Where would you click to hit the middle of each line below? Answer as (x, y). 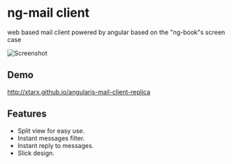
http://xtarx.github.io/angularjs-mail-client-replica (79, 91)
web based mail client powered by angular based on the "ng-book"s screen (116, 32)
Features (27, 114)
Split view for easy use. (51, 131)
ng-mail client (48, 13)
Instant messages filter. (51, 138)
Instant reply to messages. (56, 145)
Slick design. (36, 153)
